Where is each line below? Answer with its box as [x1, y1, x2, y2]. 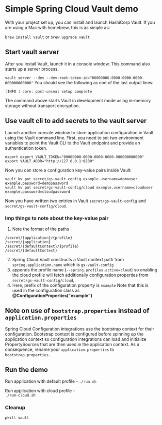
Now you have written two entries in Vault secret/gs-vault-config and [5, 198, 146, 204]
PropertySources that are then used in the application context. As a [5, 341, 140, 347]
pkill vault [5, 415, 29, 420]
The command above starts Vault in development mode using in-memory [5, 97, 151, 103]
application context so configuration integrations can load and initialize [5, 336, 146, 342]
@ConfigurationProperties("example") [12, 292, 93, 299]
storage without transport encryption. [5, 103, 80, 109]
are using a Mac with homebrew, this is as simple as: [5, 24, 110, 30]
